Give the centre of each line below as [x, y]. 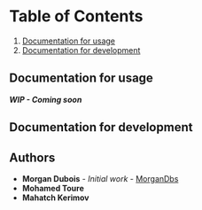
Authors [32, 157]
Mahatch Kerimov [55, 198]
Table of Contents [76, 16]
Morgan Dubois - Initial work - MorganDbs [100, 178]
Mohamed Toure [53, 188]
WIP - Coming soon [46, 99]
